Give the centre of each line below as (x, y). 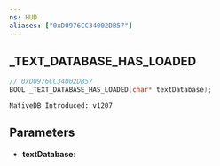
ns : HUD (24, 17)
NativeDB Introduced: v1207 (61, 106)
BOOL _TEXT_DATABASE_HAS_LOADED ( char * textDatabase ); (111, 90)
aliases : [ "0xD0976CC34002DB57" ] (71, 26)
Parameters (42, 133)
